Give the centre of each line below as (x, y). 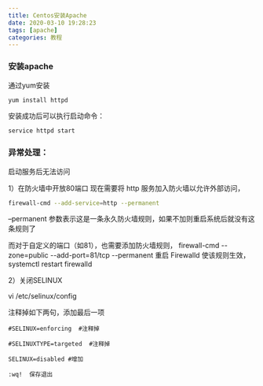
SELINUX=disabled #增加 (46, 359)
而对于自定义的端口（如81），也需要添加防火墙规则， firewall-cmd (114, 246)
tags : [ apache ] (33, 30)
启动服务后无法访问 (39, 171)
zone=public (28, 255)
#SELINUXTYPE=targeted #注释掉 (59, 344)
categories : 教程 (35, 37)
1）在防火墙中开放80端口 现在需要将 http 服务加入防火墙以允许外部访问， (126, 188)
